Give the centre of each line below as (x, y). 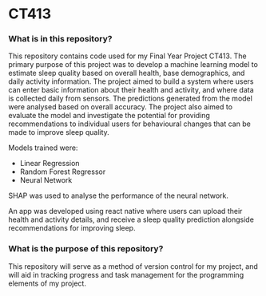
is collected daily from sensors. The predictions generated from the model (131, 99)
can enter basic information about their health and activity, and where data (131, 90)
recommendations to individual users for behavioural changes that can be (130, 124)
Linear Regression (50, 164)
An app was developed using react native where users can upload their (125, 211)
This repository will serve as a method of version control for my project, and (133, 266)
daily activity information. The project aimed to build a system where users (131, 81)
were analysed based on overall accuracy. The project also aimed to (121, 107)
